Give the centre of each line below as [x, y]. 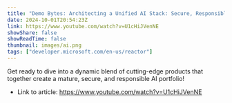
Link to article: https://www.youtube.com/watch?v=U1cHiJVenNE [109, 92]
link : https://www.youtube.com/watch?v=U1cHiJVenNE [83, 26]
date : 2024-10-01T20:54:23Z [48, 20]
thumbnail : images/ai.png [44, 45]
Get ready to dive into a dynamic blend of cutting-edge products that [105, 71]
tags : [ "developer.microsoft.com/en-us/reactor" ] [80, 52]
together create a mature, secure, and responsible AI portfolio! [96, 78]
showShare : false [32, 33]
